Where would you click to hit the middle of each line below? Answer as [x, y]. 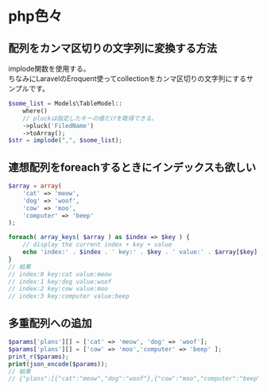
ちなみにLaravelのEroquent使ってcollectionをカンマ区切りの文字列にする [127, 79]
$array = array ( [35, 186]
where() [35, 111]
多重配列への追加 [50, 323]
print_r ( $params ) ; [39, 357]
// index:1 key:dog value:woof [60, 282]
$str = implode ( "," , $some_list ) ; [66, 141]
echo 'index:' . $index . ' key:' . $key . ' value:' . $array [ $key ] [140, 252]
